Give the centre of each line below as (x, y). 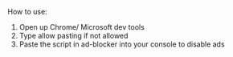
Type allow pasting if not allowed (74, 36)
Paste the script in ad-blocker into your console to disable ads (122, 44)
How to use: (27, 12)
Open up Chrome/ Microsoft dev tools (82, 27)
